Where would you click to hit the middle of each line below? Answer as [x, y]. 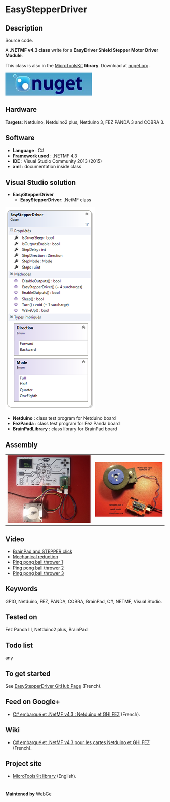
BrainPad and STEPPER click [42, 551]
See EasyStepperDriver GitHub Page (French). [53, 686]
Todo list [19, 645]
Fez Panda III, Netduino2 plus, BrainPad [46, 630]
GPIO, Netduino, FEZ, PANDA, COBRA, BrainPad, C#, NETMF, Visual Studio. [84, 601]
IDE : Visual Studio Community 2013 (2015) [57, 161]
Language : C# [28, 150]
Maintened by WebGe [28, 794]
